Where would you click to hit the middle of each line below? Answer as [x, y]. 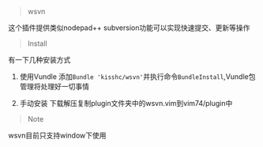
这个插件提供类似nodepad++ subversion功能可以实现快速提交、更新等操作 [129, 28]
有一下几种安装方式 [39, 60]
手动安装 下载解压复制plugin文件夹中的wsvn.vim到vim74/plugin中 [126, 103]
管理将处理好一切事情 [54, 87]
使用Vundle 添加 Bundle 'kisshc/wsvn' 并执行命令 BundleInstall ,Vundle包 [137, 77]
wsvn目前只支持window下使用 [57, 135]
